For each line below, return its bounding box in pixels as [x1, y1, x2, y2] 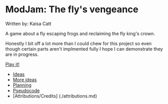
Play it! [5, 61, 20, 67]
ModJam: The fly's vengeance [5, 4, 139, 15]
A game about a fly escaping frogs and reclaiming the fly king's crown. [5, 30, 155, 36]
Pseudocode [12, 87, 40, 93]
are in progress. [5, 51, 39, 57]
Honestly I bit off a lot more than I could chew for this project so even [5, 40, 152, 47]
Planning [12, 82, 32, 88]
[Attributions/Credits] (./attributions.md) [12, 93, 98, 99]
